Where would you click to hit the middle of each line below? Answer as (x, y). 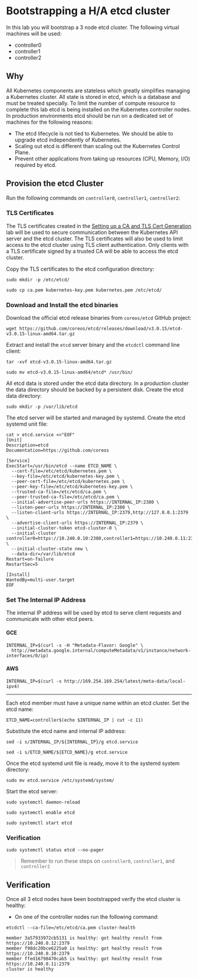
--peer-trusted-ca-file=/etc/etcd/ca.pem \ (65, 497)
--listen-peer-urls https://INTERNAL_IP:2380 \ (71, 507)
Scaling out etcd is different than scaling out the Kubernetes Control (97, 146)
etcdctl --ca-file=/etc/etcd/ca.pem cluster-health (71, 928)
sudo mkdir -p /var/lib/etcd (42, 407)
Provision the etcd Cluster (55, 184)
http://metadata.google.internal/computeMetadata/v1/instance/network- (101, 650)
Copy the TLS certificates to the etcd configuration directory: (80, 269)
